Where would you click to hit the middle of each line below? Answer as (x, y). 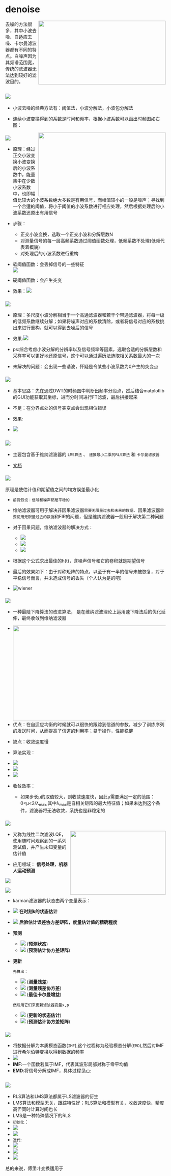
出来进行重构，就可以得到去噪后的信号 (53, 328)
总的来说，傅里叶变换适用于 (34, 1168)
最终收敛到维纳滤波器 (44, 618)
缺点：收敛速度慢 (31, 742)
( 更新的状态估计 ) (44, 1015)
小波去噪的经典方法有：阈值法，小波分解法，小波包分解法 (73, 108)
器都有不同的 (19, 49)
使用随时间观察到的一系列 (39, 841)
